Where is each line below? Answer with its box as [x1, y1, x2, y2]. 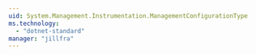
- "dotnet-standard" [15, 27, 85, 35]
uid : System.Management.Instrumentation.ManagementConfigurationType [8, 11, 249, 20]
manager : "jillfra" [8, 34, 75, 43]
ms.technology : [8, 19, 60, 27]
